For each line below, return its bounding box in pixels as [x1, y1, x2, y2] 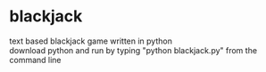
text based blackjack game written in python [9, 36, 172, 46]
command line [9, 54, 62, 65]
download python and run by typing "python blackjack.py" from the [9, 44, 257, 55]
